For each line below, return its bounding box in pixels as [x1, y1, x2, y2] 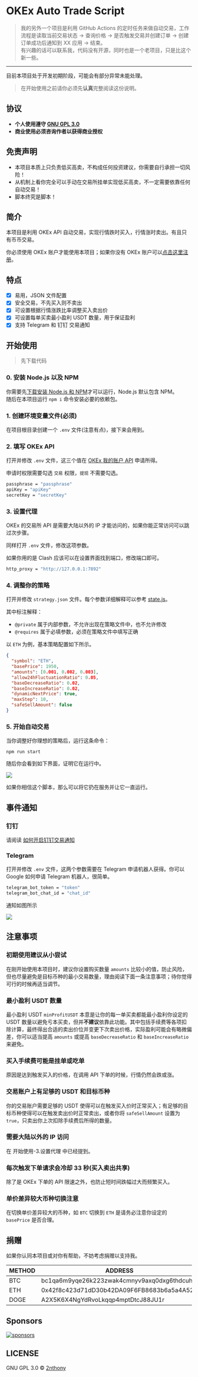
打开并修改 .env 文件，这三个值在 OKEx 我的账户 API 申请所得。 [6, 457, 161, 464]
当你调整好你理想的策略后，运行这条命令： [6, 737, 110, 744]
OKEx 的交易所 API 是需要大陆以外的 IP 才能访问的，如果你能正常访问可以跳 [6, 522, 190, 529]
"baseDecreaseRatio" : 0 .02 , [11, 680, 81, 686]
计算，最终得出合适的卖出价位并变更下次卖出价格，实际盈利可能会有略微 [11, 1026, 187, 1033]
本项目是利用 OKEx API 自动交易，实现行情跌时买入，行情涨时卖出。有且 [6, 229, 182, 236]
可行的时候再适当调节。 [6, 980, 63, 987]
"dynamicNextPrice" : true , [11, 691, 78, 697]
